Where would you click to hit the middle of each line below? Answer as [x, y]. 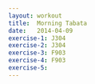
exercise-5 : [28, 68]
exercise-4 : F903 [37, 61]
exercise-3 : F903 [37, 53]
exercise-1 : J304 [37, 38]
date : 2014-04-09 [41, 30]
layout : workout [35, 16]
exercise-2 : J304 [37, 46]
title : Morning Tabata [48, 23]
